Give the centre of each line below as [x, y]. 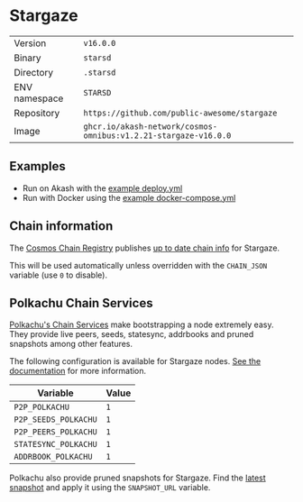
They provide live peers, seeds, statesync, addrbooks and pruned [132, 334]
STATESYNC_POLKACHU [55, 444]
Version [30, 43]
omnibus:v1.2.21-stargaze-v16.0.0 [157, 135]
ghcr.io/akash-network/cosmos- [151, 126]
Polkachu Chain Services [81, 303]
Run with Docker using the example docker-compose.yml [129, 197]
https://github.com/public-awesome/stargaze [180, 113]
